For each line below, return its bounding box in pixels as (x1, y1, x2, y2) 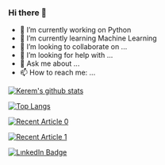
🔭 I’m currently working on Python (19, 25, 132, 35)
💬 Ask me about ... (19, 59, 80, 68)
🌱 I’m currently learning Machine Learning (19, 33, 157, 43)
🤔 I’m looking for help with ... (19, 51, 113, 60)
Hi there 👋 (8, 7, 48, 18)
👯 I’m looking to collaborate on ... (19, 42, 128, 52)
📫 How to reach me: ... (19, 67, 96, 78)
